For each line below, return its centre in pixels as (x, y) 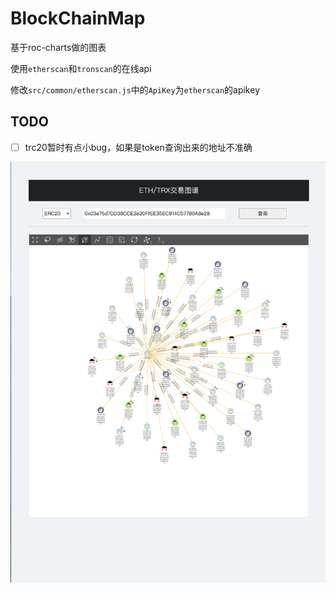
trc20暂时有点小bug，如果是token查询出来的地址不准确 (138, 147)
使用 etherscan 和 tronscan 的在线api (81, 68)
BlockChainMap (78, 18)
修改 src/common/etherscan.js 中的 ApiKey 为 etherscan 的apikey (135, 89)
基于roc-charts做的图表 (58, 47)
